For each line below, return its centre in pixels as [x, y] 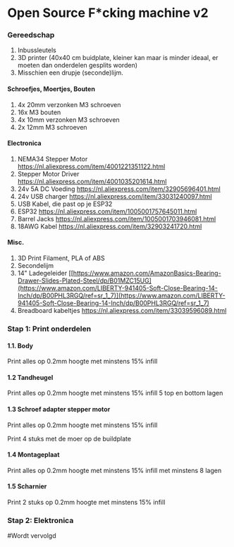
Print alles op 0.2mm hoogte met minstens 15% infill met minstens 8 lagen [115, 470]
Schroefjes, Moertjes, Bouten [51, 89]
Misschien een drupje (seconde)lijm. [70, 73]
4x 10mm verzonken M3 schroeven [68, 119]
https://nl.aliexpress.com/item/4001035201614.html [92, 181]
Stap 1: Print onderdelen [49, 329]
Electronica [24, 143]
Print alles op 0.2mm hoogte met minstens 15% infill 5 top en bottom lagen [115, 393]
